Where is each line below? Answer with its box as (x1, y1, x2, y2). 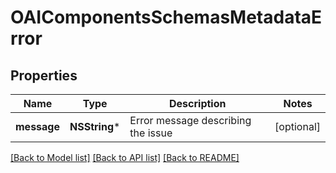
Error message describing (129, 114, 252, 127)
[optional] (274, 120, 321, 133)
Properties (10, 67, 78, 84)
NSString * (69, 120, 121, 133)
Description (169, 97, 227, 110)
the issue (129, 126, 173, 140)
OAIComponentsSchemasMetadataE (10, 6, 323, 29)
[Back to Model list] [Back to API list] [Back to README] (10, 152, 240, 163)
